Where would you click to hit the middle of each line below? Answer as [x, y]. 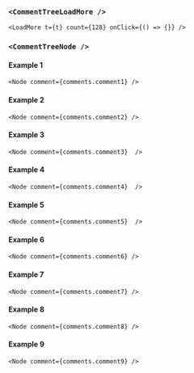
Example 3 [26, 135]
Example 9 [26, 344]
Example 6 [26, 239]
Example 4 [27, 170]
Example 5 [26, 204]
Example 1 [25, 65]
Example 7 [26, 275]
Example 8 [26, 309]
